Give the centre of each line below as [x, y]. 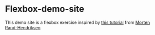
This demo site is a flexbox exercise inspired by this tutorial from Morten [77, 22]
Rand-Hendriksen [23, 27]
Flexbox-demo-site [45, 9]
